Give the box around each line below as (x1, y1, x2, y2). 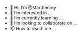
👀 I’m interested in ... (9, 10, 52, 16)
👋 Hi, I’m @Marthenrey (9, 5, 56, 10)
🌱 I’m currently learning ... (9, 15, 63, 20)
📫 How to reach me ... (9, 26, 56, 31)
